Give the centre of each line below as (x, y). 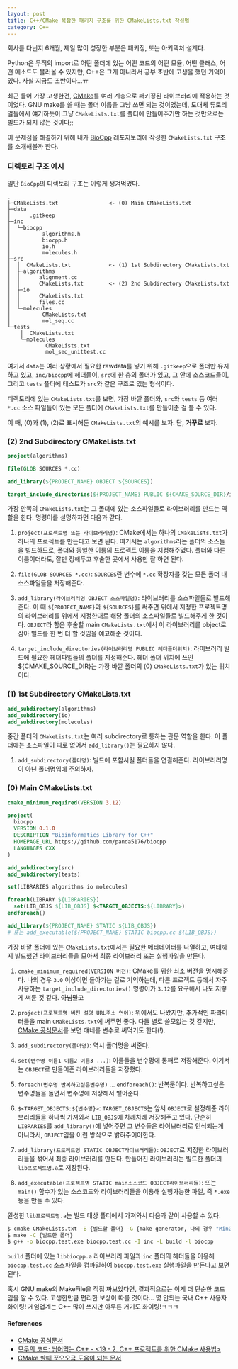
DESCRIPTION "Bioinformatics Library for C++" (84, 835)
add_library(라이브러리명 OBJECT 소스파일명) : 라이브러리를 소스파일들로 (114, 598)
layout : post (27, 14)
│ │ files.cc (36, 302)
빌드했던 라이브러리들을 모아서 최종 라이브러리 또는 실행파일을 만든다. (110, 956)
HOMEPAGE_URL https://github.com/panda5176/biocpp (90, 842)
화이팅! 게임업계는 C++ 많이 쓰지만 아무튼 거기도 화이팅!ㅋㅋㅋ (93, 1307)
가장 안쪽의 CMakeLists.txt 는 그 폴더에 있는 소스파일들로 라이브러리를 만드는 (114, 509)
